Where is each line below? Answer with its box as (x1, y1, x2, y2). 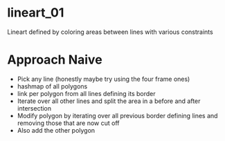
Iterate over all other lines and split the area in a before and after (17, 97, 201, 105)
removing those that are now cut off (17, 119, 120, 127)
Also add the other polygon (17, 126, 96, 134)
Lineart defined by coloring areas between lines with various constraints (7, 28, 213, 36)
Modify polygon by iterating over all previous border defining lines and (17, 111, 218, 120)
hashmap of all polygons (17, 82, 88, 91)
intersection (17, 104, 52, 112)
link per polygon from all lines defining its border (17, 89, 156, 97)
